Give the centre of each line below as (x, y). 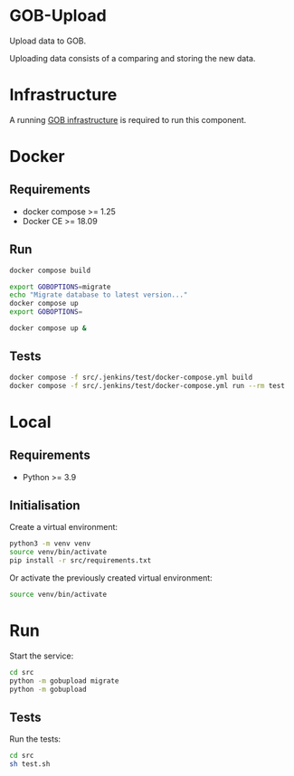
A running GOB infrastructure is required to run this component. (128, 119)
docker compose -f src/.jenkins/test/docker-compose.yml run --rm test (147, 385)
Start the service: (42, 656)
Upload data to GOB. (48, 41)
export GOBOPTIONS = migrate (60, 287)
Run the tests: (35, 739)
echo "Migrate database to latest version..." (99, 295)
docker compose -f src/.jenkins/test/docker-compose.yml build (131, 377)
